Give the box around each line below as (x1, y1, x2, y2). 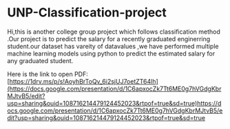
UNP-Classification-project (7, 5, 167, 21)
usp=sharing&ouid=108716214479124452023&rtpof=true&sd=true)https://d (7, 99, 222, 107)
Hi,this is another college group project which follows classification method (7, 27, 220, 36)
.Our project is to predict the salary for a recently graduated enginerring (7, 34, 211, 43)
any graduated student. (7, 56, 74, 64)
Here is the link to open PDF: (7, 70, 88, 78)
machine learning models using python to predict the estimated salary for (7, 49, 216, 58)
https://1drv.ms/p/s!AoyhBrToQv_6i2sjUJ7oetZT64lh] (9, 77, 158, 85)
